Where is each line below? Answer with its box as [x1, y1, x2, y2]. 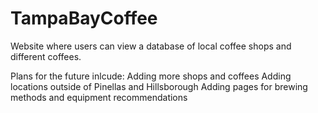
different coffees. [10, 50, 82, 62]
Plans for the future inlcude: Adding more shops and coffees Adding [10, 70, 292, 82]
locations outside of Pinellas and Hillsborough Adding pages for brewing [10, 80, 308, 92]
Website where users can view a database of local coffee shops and [10, 40, 292, 52]
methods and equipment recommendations [10, 91, 188, 103]
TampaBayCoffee [10, 7, 158, 30]
